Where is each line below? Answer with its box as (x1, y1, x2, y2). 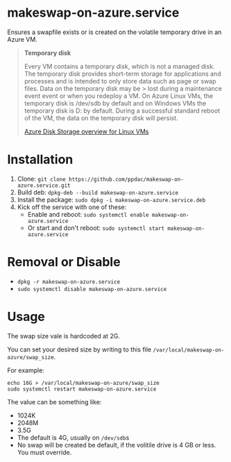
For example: (7, 366, 45, 374)
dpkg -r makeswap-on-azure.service (17, 278, 121, 286)
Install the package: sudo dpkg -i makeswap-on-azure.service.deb (17, 195, 206, 204)
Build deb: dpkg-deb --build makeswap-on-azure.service (17, 188, 179, 196)
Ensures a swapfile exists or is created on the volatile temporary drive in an (7, 28, 222, 36)
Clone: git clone (17, 174, 66, 183)
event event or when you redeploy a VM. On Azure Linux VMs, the (24, 92, 214, 100)
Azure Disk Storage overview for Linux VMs (24, 127, 149, 135)
